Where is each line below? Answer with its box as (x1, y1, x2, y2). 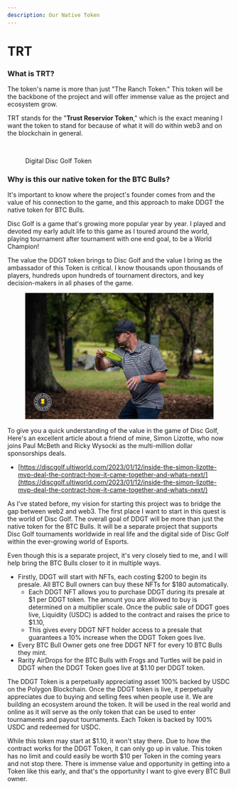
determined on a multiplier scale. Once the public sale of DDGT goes (28, 603, 229, 611)
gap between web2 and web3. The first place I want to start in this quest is (7, 507, 226, 516)
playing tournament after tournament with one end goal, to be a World (7, 235, 212, 243)
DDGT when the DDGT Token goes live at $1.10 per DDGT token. (17, 663, 205, 672)
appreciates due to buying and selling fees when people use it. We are (7, 693, 213, 701)
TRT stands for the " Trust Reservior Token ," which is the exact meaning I (7, 114, 223, 123)
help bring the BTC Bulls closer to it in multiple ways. (7, 559, 161, 567)
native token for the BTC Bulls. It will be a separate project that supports (7, 522, 218, 531)
